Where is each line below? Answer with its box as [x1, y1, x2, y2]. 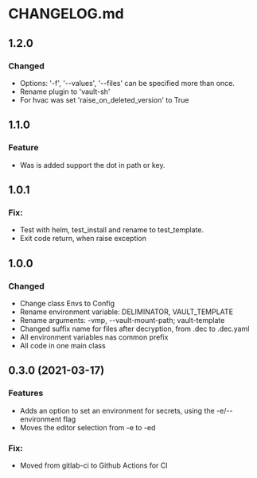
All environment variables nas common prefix [19, 332, 169, 342]
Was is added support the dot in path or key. [19, 160, 165, 169]
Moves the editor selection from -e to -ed [19, 422, 156, 432]
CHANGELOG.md [8, 5, 125, 23]
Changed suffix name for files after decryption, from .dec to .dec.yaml [19, 324, 250, 333]
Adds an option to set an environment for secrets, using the [19, 406, 215, 415]
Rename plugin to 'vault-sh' [19, 87, 111, 96]
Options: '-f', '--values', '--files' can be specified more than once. [19, 78, 235, 87]
